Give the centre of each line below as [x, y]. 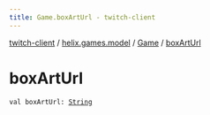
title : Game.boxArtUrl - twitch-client [82, 17]
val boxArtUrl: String [51, 102]
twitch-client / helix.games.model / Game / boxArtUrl [105, 42]
